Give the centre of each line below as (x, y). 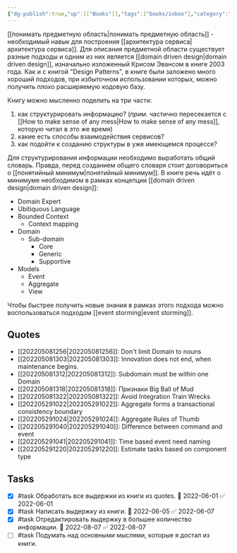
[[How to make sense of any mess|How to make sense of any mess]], (119, 121)
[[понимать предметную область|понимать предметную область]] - (110, 34)
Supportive (55, 261)
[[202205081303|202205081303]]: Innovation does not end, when (114, 359)
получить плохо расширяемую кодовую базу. (77, 86)
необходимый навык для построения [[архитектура (85, 41)
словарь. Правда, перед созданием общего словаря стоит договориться (117, 165)
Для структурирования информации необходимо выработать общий (111, 157)
